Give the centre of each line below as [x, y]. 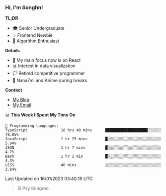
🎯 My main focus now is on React [46, 60]
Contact [14, 90]
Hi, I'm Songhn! [24, 7]
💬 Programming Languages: [32, 126]
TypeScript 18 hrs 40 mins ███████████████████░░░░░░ [83, 130]
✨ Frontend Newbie [33, 35]
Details [13, 51]
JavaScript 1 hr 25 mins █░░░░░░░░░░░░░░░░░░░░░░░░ [83, 139]
